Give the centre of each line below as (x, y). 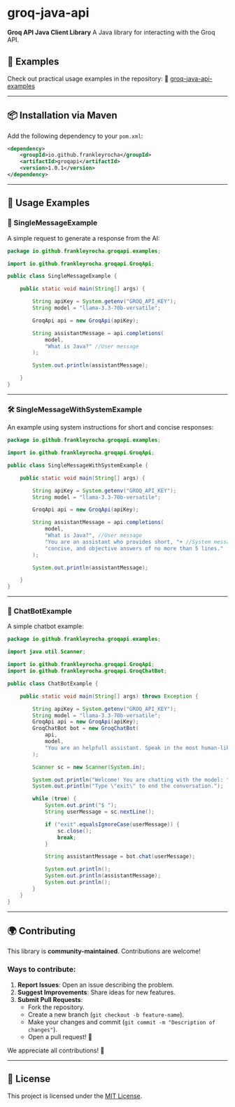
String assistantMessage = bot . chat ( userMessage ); (120, 856)
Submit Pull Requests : (50, 999)
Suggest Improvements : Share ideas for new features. (97, 992)
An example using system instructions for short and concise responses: (111, 428)
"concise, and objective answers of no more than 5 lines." (134, 548)
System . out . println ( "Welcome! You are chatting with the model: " (131, 780)
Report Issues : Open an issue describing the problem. (95, 985)
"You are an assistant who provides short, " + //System (128, 542)
